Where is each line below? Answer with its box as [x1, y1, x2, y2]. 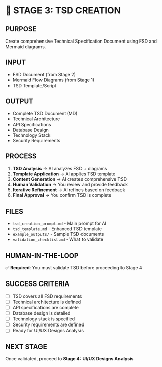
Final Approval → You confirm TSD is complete [12, 192, 112, 198]
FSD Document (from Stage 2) [12, 71, 76, 77]
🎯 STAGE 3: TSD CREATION [5, 5, 121, 16]
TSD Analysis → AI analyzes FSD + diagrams [12, 166, 107, 172]
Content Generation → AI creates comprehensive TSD [12, 176, 127, 182]
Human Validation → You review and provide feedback [12, 182, 128, 188]
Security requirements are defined [12, 321, 85, 328]
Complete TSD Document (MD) [12, 110, 78, 116]
